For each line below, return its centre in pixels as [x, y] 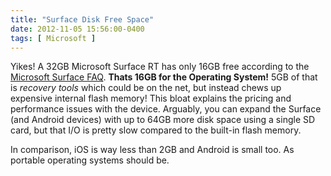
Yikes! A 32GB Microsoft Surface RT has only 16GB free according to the [160, 67]
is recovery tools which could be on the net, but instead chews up [146, 88]
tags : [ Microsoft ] [53, 38]
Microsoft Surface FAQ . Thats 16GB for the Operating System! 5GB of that [164, 77]
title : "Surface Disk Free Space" [82, 19]
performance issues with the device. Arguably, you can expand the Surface [166, 109]
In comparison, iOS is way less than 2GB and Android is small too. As [152, 150]
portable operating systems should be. [90, 160]
